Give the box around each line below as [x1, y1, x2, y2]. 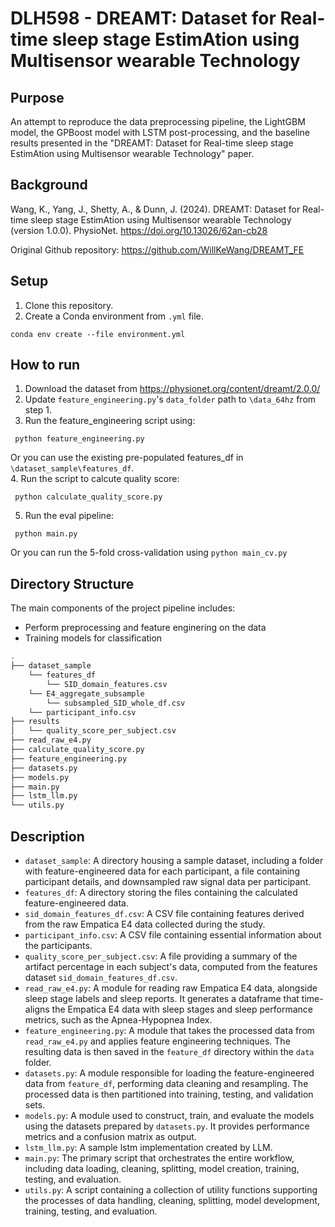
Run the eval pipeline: [24, 510, 115, 522]
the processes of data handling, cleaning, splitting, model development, [24, 1194, 320, 1206]
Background [10, 177, 88, 194]
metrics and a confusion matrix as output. [24, 1130, 197, 1142]
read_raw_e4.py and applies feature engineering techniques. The [24, 1035, 291, 1047]
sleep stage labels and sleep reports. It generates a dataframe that [24, 992, 300, 1004]
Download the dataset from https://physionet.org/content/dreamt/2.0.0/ [24, 383, 321, 395]
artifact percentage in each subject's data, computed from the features [24, 960, 318, 972]
